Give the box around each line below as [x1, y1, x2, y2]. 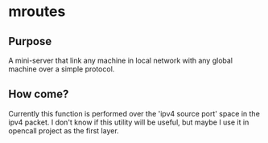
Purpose [8, 35, 52, 48]
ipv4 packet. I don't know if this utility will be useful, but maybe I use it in [8, 117, 249, 127]
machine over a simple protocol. [8, 64, 115, 74]
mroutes [8, 2, 66, 21]
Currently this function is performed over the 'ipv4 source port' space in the [8, 108, 260, 118]
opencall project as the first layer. [8, 125, 119, 135]
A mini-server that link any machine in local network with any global [8, 55, 233, 65]
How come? [8, 88, 69, 101]
